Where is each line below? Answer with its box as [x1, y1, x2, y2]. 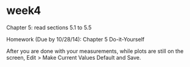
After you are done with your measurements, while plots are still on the [6, 47, 184, 55]
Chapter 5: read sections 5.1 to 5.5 [6, 24, 92, 31]
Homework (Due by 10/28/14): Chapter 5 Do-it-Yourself [6, 35, 145, 43]
